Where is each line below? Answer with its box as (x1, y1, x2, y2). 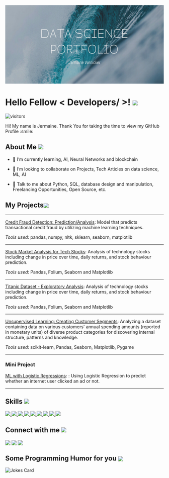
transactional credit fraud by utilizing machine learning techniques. (5, 224, 144, 230)
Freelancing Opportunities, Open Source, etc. (12, 186, 107, 193)
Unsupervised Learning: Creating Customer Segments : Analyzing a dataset (5, 318, 161, 324)
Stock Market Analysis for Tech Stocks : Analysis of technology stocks (5, 248, 150, 254)
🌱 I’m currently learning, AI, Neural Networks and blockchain (12, 156, 138, 162)
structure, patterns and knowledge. (5, 334, 78, 340)
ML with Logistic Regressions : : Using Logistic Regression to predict (5, 372, 146, 378)
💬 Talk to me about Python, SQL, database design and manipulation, (12, 181, 154, 187)
